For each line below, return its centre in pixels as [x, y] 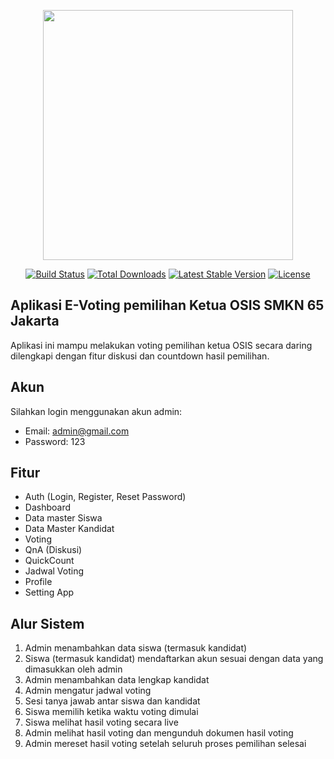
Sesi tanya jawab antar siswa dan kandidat [112, 701]
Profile [38, 582]
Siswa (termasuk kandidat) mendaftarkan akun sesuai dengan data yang [174, 659]
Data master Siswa [63, 518]
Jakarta [35, 321]
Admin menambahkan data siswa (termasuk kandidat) [136, 648]
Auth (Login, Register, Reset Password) [105, 497]
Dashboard [48, 507]
